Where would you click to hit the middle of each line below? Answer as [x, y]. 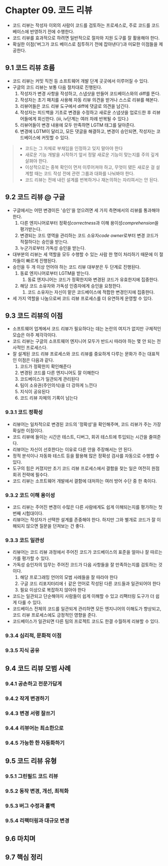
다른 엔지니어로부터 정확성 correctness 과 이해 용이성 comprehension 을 [89, 223]
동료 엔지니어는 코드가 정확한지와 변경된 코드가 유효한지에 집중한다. [93, 279]
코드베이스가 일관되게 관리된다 [49, 379]
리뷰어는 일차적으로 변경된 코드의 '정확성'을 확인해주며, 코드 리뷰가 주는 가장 [87, 424]
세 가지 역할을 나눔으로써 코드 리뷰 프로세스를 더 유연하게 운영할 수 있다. [82, 298]
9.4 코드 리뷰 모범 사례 [38, 668]
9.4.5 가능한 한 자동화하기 [35, 743]
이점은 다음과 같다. [36, 360]
